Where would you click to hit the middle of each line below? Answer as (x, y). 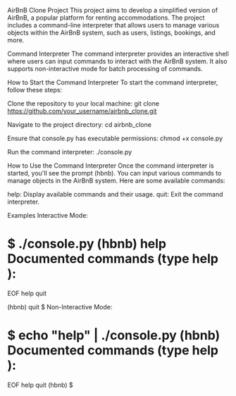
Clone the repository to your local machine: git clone (83, 104)
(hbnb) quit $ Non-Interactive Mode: (60, 307)
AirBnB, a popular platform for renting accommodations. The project (106, 18)
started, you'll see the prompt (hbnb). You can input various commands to (114, 173)
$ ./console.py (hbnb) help (87, 244)
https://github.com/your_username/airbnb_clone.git (82, 111)
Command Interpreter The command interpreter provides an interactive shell (118, 54)
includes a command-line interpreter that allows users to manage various (113, 25)
